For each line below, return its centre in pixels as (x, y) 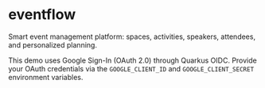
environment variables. (46, 77)
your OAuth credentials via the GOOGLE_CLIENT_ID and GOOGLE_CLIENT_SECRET (131, 68)
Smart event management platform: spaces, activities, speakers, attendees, (132, 36)
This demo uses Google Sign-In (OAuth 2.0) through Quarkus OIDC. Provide (132, 60)
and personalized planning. (53, 44)
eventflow (42, 15)
